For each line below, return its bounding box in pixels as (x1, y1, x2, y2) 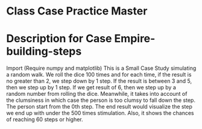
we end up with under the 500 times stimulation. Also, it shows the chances (6, 110, 194, 117)
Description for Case (6, 32, 112, 46)
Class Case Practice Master (6, 4, 148, 18)
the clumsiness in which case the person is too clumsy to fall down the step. (6, 96, 196, 104)
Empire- (114, 32, 156, 46)
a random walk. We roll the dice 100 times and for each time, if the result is (6, 71, 192, 78)
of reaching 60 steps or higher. (6, 116, 83, 123)
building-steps (6, 45, 82, 58)
